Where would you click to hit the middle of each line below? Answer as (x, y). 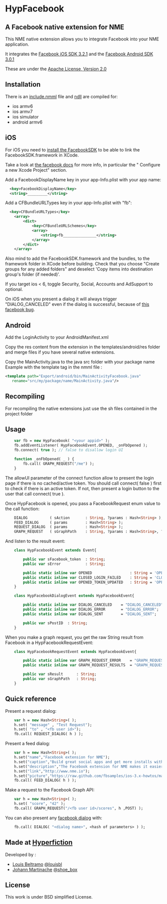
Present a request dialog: (31, 711)
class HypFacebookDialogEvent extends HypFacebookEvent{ (74, 596)
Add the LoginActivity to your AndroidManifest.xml (57, 337)
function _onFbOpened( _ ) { (44, 459)
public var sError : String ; (64, 564)
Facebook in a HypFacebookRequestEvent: (49, 643)
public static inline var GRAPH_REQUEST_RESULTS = (78, 665)
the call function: (22, 509)
